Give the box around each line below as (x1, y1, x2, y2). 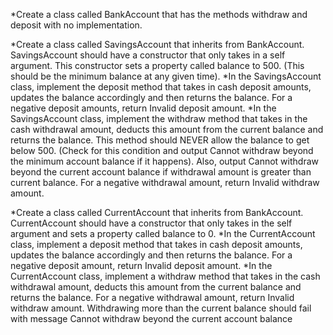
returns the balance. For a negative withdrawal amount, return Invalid (10, 292, 295, 303)
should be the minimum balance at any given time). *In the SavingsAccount (10, 70, 322, 82)
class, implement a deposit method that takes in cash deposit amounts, (10, 239, 303, 250)
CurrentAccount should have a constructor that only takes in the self (10, 217, 293, 229)
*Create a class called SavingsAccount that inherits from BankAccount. (10, 39, 305, 50)
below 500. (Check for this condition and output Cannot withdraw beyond (10, 145, 314, 156)
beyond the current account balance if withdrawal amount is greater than (10, 166, 312, 178)
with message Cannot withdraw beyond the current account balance (10, 313, 293, 324)
